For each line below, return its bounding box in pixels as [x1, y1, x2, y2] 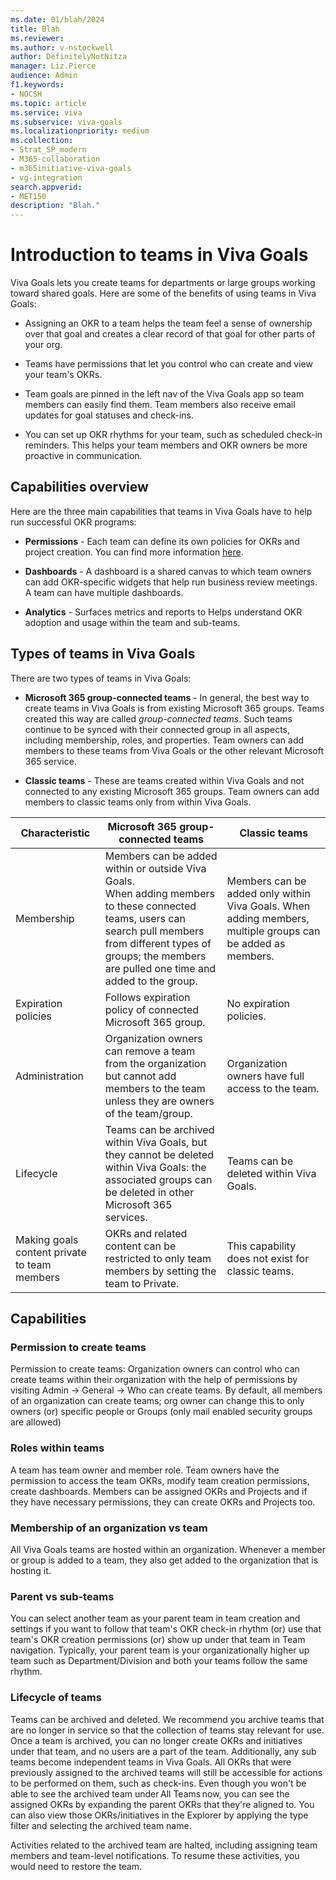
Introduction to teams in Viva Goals [10, 244, 309, 266]
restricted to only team [104, 1251, 212, 1265]
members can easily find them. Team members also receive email [24, 399, 296, 411]
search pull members [104, 924, 205, 938]
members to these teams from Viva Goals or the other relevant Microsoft [24, 744, 324, 756]
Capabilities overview [10, 479, 149, 496]
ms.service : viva [10, 107, 83, 118]
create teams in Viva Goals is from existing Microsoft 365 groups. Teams [24, 702, 325, 714]
